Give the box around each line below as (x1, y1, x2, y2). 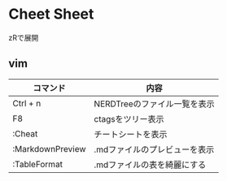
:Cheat (12, 127, 38, 139)
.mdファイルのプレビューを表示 (94, 144, 215, 155)
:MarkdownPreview (12, 143, 87, 154)
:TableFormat (12, 158, 63, 170)
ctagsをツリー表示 (94, 113, 164, 124)
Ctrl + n (12, 97, 41, 109)
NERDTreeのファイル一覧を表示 (94, 98, 215, 110)
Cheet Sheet (8, 5, 94, 24)
